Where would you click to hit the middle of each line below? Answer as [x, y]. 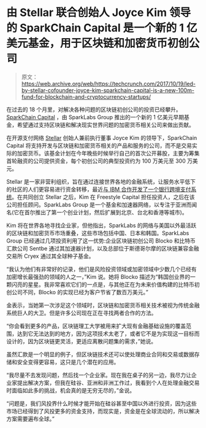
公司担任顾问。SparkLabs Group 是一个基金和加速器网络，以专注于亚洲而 [99, 204]
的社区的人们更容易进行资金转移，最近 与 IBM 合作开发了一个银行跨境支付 [99, 189]
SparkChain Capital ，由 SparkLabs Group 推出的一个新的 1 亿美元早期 [95, 117]
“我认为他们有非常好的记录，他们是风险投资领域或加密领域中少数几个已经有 [102, 269]
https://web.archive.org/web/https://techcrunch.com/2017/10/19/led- [109, 84]
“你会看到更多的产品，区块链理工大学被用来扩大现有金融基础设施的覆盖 [96, 325]
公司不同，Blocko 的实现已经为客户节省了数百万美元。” [80, 292]
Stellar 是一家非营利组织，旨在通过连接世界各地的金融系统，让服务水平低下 [101, 181]
